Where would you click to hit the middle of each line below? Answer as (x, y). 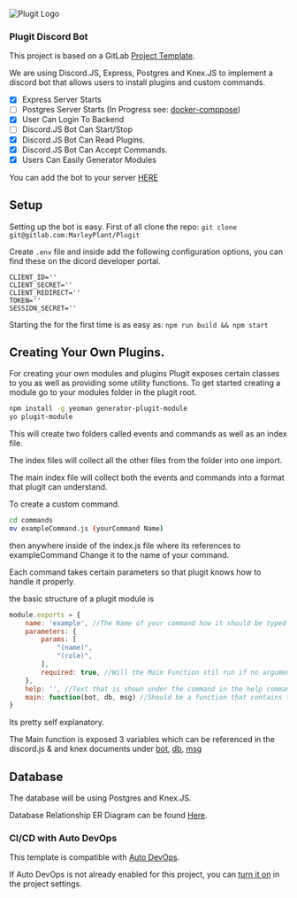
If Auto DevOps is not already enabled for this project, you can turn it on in (145, 875)
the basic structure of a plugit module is (82, 599)
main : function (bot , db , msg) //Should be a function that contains (154, 697)
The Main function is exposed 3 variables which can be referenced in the (142, 739)
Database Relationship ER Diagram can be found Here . (108, 816)
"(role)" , (74, 656)
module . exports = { (45, 615)
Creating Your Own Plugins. (87, 352)
